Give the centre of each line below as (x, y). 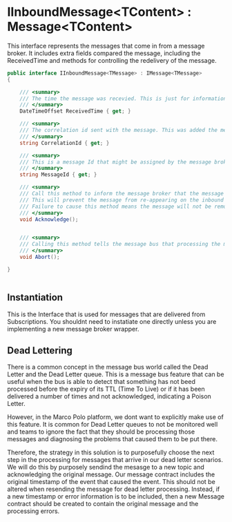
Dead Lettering (40, 350)
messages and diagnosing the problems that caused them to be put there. (112, 439)
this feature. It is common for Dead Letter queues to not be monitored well (113, 425)
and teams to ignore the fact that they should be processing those (101, 432)
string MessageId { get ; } (58, 175)
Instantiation (35, 298)
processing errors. (33, 511)
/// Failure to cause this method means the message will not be (116, 206)
